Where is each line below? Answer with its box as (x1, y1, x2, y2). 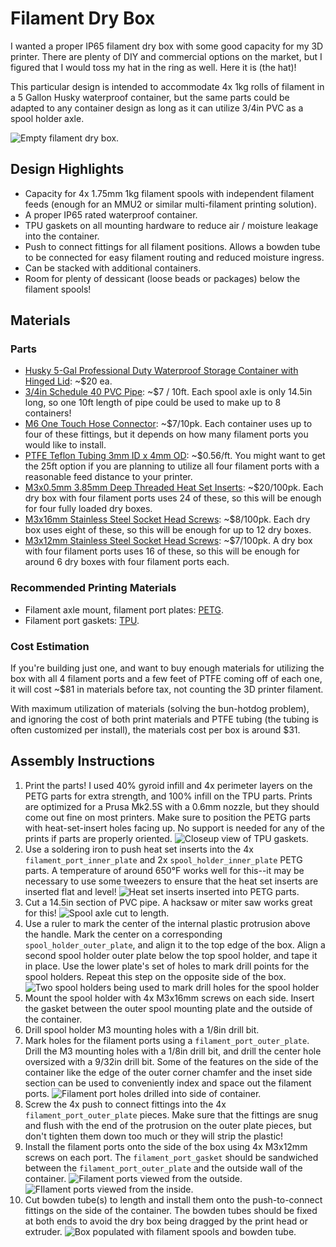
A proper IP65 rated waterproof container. (24, 208, 198, 221)
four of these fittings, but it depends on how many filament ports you (24, 428, 309, 441)
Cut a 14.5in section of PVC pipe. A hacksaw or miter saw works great (24, 896, 313, 908)
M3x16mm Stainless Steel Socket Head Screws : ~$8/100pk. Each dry (24, 513, 311, 526)
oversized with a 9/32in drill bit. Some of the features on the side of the (24, 1055, 319, 1067)
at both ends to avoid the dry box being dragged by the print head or (24, 1215, 308, 1227)
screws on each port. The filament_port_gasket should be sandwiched (24, 1151, 319, 1163)
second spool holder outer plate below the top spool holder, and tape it (24, 949, 318, 961)
